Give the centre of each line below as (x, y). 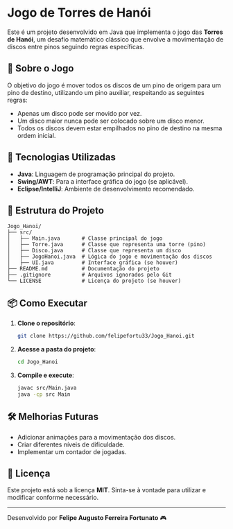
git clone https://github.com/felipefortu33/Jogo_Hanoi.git (106, 336)
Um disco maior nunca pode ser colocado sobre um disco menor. (111, 121)
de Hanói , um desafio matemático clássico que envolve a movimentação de (115, 39)
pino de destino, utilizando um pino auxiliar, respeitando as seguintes (106, 92)
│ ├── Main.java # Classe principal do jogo (85, 239)
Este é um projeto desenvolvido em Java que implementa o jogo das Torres (115, 32)
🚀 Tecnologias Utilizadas (61, 157)
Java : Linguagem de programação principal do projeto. (96, 174)
